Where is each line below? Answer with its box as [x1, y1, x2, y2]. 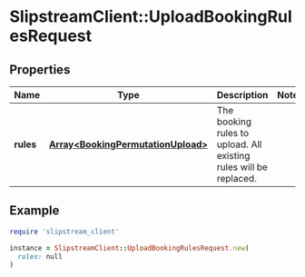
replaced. [216, 173, 257, 184]
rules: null [17, 252, 64, 261]
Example [9, 203, 60, 219]
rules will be [216, 161, 268, 173]
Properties [9, 62, 71, 77]
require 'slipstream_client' [9, 227, 120, 236]
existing [216, 150, 251, 162]
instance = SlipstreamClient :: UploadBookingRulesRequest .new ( [9, 243, 250, 252]
